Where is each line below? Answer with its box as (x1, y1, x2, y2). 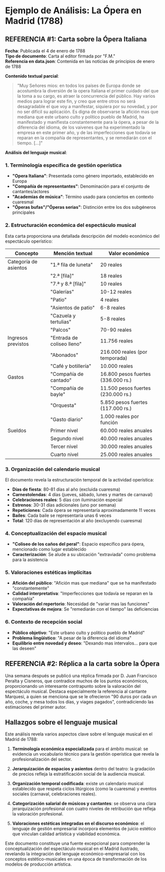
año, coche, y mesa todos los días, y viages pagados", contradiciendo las (5, 699, 154, 704)
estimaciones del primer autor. (5, 704, 67, 710)
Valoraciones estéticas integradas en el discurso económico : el (12, 820, 144, 826)
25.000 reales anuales (100, 451, 153, 458)
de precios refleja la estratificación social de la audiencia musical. (12, 771, 146, 777)
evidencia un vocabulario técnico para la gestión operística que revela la (12, 751, 159, 757)
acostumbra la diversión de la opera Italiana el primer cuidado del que (17, 88, 159, 93)
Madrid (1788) (5, 15, 63, 27)
